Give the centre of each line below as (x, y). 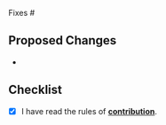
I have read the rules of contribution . (89, 111)
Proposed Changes (63, 40)
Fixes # (22, 13)
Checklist (36, 90)
